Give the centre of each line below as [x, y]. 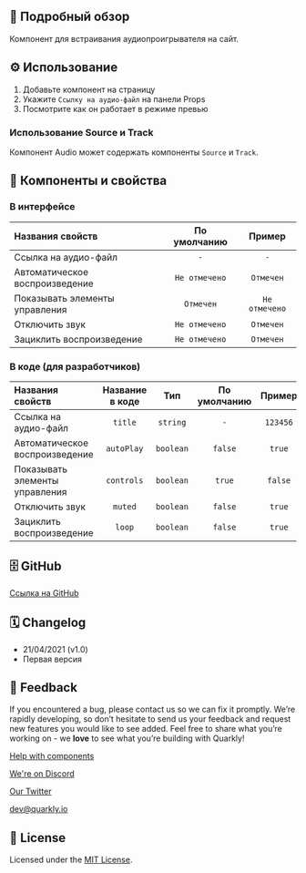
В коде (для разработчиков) [75, 366]
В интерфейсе [42, 207]
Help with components [52, 756]
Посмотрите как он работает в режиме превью [115, 108]
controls [125, 480]
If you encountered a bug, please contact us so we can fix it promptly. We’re [153, 709]
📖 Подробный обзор [70, 17]
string [172, 422]
